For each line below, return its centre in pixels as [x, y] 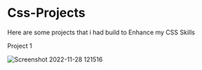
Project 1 [20, 45]
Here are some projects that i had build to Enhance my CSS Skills [101, 32]
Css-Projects [46, 13]
